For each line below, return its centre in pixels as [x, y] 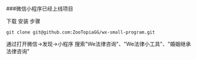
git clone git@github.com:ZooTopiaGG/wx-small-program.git [81, 32]
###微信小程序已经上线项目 [40, 9]
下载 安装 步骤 [23, 21]
